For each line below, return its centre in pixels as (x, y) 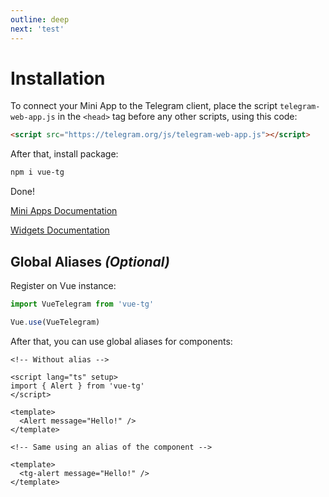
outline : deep (40, 19)
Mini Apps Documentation (64, 211)
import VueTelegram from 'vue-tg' (82, 304)
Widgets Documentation (60, 230)
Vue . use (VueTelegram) (55, 322)
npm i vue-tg (37, 172)
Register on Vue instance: (63, 285)
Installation (58, 78)
